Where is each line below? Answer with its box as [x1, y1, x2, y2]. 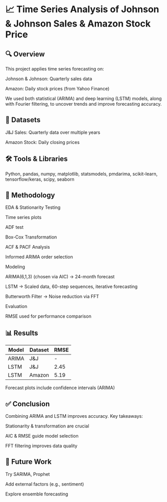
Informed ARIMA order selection [5, 254, 73, 260]
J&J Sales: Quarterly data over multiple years [5, 129, 101, 135]
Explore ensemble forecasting [5, 491, 68, 497]
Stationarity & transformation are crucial [5, 423, 89, 429]
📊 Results [5, 328, 38, 337]
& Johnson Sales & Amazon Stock [5, 18, 151, 30]
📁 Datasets [5, 115, 41, 125]
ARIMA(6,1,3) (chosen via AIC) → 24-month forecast [5, 274, 115, 280]
